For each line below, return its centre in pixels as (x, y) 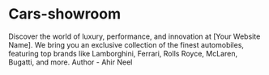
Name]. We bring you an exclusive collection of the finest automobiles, (126, 44)
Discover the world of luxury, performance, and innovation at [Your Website (134, 36)
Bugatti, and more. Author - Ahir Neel (70, 62)
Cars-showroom (65, 14)
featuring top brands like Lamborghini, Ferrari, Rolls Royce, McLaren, (123, 53)
